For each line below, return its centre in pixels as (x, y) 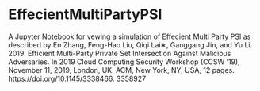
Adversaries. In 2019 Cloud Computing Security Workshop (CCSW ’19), (124, 62)
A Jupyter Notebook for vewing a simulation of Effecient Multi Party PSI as (130, 36)
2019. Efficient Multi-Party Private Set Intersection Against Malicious (120, 53)
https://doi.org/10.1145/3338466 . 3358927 (77, 78)
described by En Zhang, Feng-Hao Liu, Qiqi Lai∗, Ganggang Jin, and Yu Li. (130, 44)
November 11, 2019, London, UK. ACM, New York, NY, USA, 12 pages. (122, 70)
